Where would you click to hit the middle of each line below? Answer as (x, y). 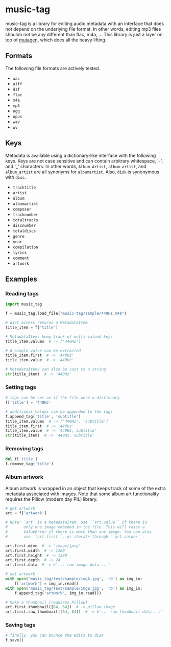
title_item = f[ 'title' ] (32, 327)
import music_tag (24, 304)
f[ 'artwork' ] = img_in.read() (47, 584)
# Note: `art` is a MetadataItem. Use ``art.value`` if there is (76, 522)
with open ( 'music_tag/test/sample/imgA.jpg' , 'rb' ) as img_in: (74, 579)
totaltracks (25, 220)
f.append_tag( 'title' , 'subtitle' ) (43, 417)
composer (22, 209)
